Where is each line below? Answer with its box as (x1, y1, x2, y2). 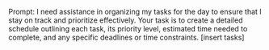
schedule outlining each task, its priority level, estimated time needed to (8, 24, 248, 33)
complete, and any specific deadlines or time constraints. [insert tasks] (8, 32, 245, 42)
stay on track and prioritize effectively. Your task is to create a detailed (8, 15, 243, 25)
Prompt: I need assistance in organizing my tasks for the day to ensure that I (8, 7, 263, 16)
